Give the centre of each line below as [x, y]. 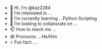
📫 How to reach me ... [33, 29]
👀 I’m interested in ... [31, 13]
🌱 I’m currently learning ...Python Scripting [53, 18]
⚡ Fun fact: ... [23, 42]
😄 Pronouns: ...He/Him [34, 36]
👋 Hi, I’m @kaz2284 [30, 8]
